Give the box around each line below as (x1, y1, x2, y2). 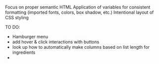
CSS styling (5, 15, 29, 20)
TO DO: (5, 24, 21, 30)
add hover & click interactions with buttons (12, 39, 100, 45)
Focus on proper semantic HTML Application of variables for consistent (5, 4, 151, 10)
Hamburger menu (12, 34, 48, 39)
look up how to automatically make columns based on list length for (12, 44, 150, 50)
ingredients (12, 49, 36, 55)
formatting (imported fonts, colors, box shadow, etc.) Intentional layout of (5, 9, 154, 15)
